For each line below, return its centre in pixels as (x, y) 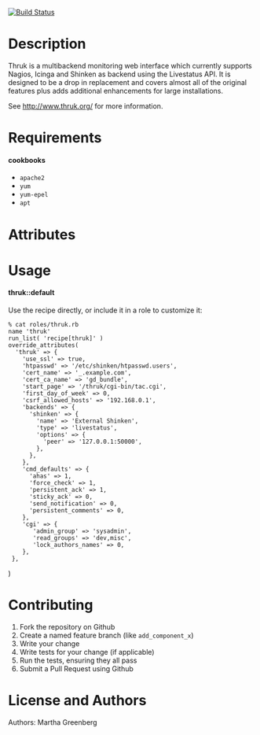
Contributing (51, 605)
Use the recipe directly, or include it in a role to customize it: (105, 310)
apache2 (32, 178)
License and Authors (77, 701)
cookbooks (27, 160)
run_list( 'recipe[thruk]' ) (56, 338)
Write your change (49, 643)
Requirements (55, 138)
